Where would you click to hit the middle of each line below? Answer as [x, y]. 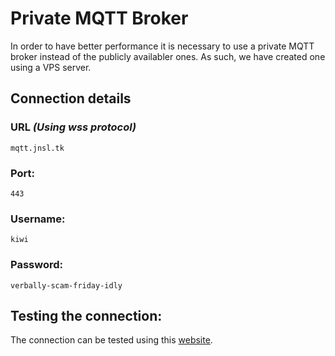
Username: [38, 219]
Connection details [71, 98]
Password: [36, 265]
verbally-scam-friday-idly [66, 285]
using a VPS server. [51, 67]
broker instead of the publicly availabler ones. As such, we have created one [168, 56]
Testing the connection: [86, 315]
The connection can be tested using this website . [111, 340]
